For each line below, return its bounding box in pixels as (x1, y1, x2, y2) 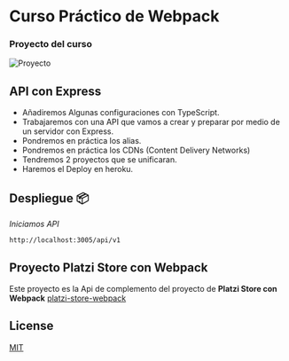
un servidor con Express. (21, 126, 114, 137)
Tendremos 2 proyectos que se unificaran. (21, 154, 177, 165)
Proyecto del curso (9, 38, 93, 51)
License (9, 318, 54, 334)
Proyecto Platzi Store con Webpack (9, 260, 208, 275)
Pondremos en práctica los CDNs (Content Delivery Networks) (21, 145, 251, 156)
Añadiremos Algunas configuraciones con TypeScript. (21, 107, 220, 118)
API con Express (9, 83, 102, 98)
